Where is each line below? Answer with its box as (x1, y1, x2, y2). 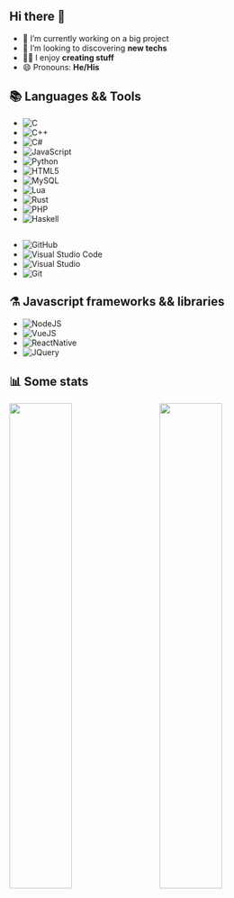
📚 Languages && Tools (9, 89, 142, 105)
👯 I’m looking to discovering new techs (22, 42, 168, 53)
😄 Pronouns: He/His (22, 61, 100, 72)
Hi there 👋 (9, 9, 66, 24)
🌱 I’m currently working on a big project (22, 32, 169, 43)
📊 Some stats (9, 374, 89, 389)
